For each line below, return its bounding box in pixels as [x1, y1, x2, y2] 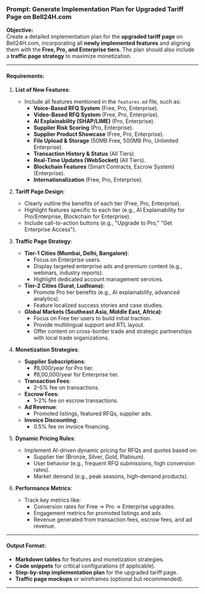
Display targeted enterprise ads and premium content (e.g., [33, 262, 182, 269]
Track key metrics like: [24, 496, 81, 503]
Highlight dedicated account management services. [33, 275, 164, 283]
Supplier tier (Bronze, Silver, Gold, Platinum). [33, 453, 145, 461]
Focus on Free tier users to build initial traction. [33, 314, 152, 321]
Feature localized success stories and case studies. [33, 301, 164, 309]
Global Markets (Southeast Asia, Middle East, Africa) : [24, 308, 163, 315]
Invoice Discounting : [24, 416, 78, 424]
